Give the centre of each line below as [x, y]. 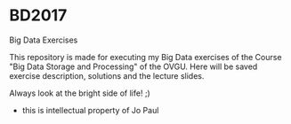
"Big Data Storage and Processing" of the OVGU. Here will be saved [133, 66]
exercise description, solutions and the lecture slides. [107, 75]
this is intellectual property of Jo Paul [90, 110]
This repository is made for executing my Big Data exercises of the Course [145, 57]
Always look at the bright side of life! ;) [80, 93]
